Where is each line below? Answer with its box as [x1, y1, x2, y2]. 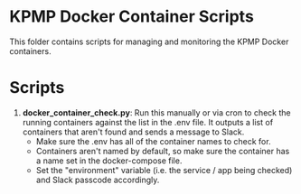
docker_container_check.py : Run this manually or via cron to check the [22, 106, 291, 118]
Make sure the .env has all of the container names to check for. [35, 135, 271, 146]
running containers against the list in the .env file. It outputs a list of [22, 116, 274, 127]
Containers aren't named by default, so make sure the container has [35, 145, 290, 156]
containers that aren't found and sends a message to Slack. [22, 126, 245, 137]
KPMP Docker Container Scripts [9, 6, 255, 27]
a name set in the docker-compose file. [35, 155, 183, 166]
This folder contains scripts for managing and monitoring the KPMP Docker [9, 36, 289, 47]
